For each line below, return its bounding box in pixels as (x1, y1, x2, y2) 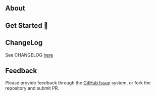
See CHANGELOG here (5, 52, 54, 58)
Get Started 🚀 (5, 21, 48, 30)
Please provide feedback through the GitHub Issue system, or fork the (5, 80, 151, 86)
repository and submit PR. (5, 85, 60, 91)
